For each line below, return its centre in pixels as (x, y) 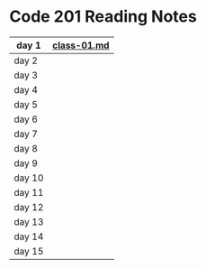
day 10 (29, 178)
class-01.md (81, 45)
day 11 (29, 192)
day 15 (29, 251)
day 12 (29, 207)
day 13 (29, 221)
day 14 (29, 237)
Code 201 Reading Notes (103, 17)
